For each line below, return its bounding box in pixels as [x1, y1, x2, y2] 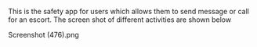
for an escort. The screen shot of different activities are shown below [8, 15, 232, 24]
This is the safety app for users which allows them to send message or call [8, 7, 249, 16]
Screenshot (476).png [8, 31, 80, 39]
